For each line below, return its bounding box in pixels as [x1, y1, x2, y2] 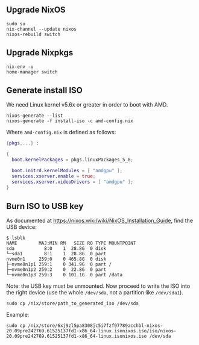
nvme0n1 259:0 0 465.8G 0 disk [6, 256, 107, 263]
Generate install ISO [6, 85, 83, 96]
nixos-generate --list [6, 113, 63, 119]
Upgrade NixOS [6, 5, 66, 15]
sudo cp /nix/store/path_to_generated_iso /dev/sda [6, 300, 139, 306]
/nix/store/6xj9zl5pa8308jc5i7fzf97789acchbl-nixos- [28, 323, 163, 329]
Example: [6, 311, 30, 319]
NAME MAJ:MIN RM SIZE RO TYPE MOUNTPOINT [6, 240, 136, 246]
